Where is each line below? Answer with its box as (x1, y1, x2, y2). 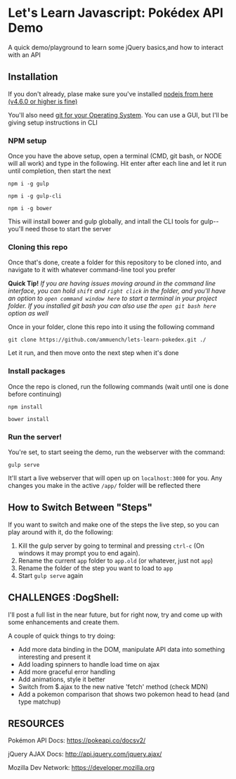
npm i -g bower (8, 205, 53, 212)
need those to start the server (25, 225, 112, 233)
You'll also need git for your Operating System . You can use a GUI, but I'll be (8, 110, 229, 119)
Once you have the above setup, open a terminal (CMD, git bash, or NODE (8, 152, 222, 160)
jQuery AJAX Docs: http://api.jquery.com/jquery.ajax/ (8, 750, 162, 759)
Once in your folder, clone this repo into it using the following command (8, 323, 215, 331)
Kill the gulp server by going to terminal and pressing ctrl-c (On (18, 541, 204, 550)
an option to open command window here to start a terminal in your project (8, 294, 217, 303)
